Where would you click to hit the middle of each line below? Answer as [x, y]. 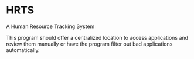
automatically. [23, 50]
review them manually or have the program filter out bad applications [89, 44]
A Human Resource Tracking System [50, 26]
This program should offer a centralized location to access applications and [97, 37]
